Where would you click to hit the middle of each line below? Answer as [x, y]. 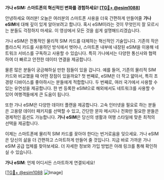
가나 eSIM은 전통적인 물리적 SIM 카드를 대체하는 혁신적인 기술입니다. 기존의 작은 [82, 41]
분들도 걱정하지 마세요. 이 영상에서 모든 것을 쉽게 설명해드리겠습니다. [75, 30]
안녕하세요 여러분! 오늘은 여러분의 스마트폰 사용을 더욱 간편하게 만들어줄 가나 [78, 18]
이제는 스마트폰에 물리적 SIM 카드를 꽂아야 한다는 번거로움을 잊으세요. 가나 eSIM [82, 134]
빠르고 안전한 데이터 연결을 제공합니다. [56, 59]
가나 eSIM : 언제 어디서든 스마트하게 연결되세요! [50, 163]
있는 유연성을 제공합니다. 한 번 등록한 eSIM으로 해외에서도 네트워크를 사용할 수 [80, 88]
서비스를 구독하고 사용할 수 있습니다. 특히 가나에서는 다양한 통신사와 [83, 53]
